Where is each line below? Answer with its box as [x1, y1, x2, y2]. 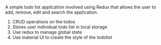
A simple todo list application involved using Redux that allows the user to [5, 4, 156, 10]
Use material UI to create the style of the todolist [12, 34, 112, 40]
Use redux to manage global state [12, 29, 82, 35]
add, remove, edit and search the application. [5, 9, 98, 15]
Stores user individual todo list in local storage [12, 24, 108, 30]
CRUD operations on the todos [12, 19, 76, 24]
